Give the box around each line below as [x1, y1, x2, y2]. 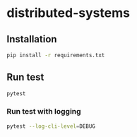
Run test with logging [6, 107, 82, 117]
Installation [6, 33, 57, 45]
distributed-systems [6, 5, 130, 21]
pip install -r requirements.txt [6, 52, 105, 59]
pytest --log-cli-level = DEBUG [6, 122, 96, 130]
